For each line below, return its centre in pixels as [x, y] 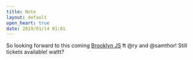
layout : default [26, 17]
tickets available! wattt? [35, 52]
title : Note [21, 12]
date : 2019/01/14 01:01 [36, 28]
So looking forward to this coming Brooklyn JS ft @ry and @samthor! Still [97, 46]
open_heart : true [28, 23]
